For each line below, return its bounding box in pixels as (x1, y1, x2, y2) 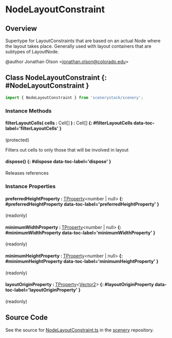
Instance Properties (5, 182, 56, 190)
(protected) (5, 137, 29, 143)
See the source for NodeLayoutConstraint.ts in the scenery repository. (5, 327, 154, 333)
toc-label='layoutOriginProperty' (5, 287, 78, 293)
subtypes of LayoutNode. (5, 49, 59, 54)
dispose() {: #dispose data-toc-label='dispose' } (5, 158, 111, 165)
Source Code (5, 313, 48, 322)
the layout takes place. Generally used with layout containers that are (5, 43, 151, 49)
